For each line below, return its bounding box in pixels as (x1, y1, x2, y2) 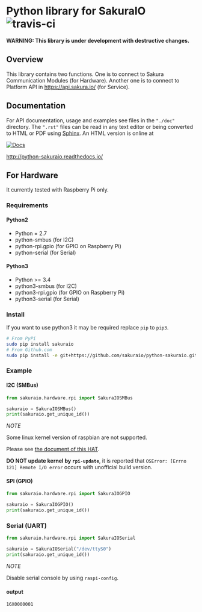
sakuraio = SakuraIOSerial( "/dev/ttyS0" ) (6, 546, 112, 552)
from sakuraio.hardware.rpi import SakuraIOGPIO (6, 491, 130, 497)
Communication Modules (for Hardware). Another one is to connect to (6, 76, 180, 84)
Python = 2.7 (14, 230, 47, 237)
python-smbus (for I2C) (14, 236, 74, 243)
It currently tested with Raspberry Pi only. (6, 186, 109, 193)
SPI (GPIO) (6, 477, 33, 484)
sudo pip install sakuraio (6, 341, 74, 347)
